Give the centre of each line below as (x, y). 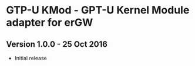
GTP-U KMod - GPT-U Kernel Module (98, 10)
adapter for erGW (50, 22)
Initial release (31, 58)
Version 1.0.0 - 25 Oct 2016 (57, 44)
